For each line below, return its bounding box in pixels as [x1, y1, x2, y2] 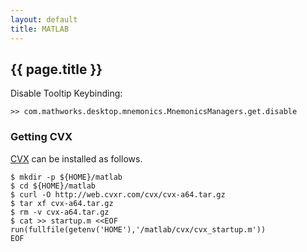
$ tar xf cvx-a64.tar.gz [10, 198, 114, 208]
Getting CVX [10, 130, 73, 144]
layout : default [10, 14, 78, 25]
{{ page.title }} [10, 61, 103, 78]
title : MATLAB [10, 24, 70, 34]
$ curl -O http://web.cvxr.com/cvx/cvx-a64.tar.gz [10, 189, 226, 200]
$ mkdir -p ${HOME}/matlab [10, 172, 123, 182]
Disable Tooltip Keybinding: [10, 87, 123, 100]
